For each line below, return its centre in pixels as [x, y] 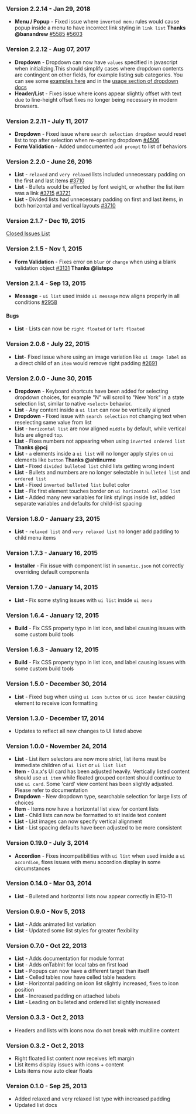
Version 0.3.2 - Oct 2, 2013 [45, 1045]
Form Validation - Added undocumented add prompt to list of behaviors [101, 146]
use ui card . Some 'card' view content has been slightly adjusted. [94, 784]
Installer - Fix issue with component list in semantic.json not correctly [99, 566]
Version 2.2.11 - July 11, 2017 [47, 121]
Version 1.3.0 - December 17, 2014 [55, 718]
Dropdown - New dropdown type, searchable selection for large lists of [101, 797]
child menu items [35, 538]
